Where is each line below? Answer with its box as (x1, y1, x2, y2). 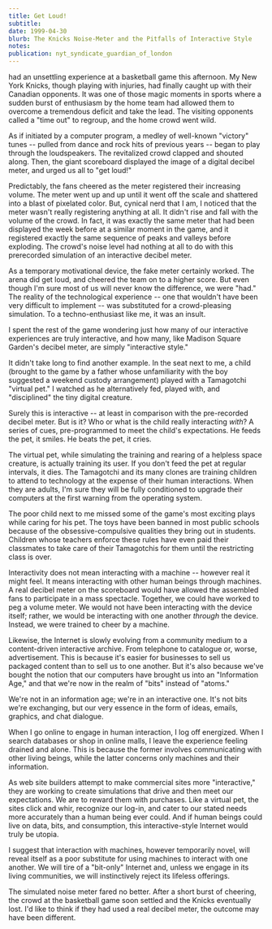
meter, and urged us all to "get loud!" (8, 166, 132, 175)
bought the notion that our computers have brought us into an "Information (8, 670, 259, 679)
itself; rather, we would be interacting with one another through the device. (8, 611, 259, 620)
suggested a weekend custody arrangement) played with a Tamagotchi (8, 376, 247, 384)
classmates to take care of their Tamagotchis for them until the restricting (8, 544, 254, 553)
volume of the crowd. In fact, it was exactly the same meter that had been (8, 216, 255, 225)
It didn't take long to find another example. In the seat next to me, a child (8, 358, 252, 367)
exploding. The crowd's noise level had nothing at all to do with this (8, 241, 234, 251)
